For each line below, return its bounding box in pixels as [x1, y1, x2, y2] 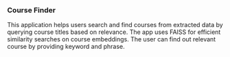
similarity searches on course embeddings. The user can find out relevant [7, 35, 216, 43]
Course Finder [7, 5, 56, 15]
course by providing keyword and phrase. [7, 43, 125, 51]
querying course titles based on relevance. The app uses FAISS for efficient [7, 28, 221, 36]
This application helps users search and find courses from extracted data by [7, 21, 223, 29]
